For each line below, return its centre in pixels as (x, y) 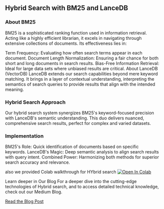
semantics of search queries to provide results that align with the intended (80, 84)
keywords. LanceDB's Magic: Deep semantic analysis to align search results (82, 152)
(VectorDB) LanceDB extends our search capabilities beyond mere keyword (82, 74)
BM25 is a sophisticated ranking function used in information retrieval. (76, 33)
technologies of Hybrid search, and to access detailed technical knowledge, (82, 187)
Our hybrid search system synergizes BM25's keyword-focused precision (80, 113)
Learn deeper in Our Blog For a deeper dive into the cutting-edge (71, 181)
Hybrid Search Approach (35, 102)
